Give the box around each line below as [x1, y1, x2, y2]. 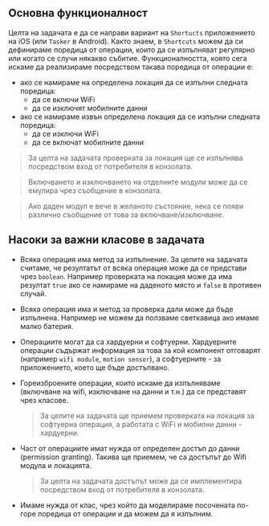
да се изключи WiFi [31, 129, 99, 138]
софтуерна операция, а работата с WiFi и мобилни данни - [39, 419, 243, 429]
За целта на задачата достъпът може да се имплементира [39, 476, 243, 486]
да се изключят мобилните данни [31, 103, 148, 113]
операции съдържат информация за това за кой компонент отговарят [19, 345, 261, 355]
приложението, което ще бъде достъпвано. [19, 362, 170, 372]
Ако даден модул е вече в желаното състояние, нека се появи [27, 201, 243, 211]
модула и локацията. [19, 460, 92, 470]
